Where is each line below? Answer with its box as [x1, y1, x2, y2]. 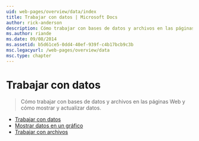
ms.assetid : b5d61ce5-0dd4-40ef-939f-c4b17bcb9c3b [6, 42, 134, 48]
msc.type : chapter [6, 53, 52, 59]
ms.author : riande [6, 31, 52, 37]
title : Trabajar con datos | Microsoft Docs [6, 14, 118, 20]
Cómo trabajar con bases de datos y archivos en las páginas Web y [20, 98, 185, 105]
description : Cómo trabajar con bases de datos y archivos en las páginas [6, 25, 195, 31]
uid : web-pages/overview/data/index [6, 8, 97, 15]
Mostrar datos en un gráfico [14, 122, 84, 129]
